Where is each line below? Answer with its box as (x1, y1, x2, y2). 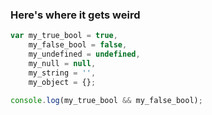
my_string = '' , (28, 68, 97, 78)
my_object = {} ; (28, 77, 97, 87)
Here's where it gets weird (10, 8, 141, 22)
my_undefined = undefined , (28, 49, 141, 60)
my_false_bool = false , (28, 40, 128, 50)
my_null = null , (28, 58, 97, 68)
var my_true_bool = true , (10, 31, 118, 41)
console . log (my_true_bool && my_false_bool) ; (10, 95, 203, 105)
